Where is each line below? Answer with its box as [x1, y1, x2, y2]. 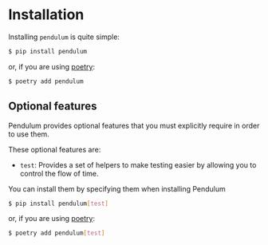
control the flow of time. [19, 168, 99, 178]
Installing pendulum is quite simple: [8, 32, 120, 41]
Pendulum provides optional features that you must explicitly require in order [8, 121, 260, 130]
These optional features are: [8, 144, 101, 154]
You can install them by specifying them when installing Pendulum [8, 184, 226, 193]
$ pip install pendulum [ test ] [8, 200, 109, 207]
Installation [8, 6, 85, 24]
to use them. [8, 129, 49, 139]
